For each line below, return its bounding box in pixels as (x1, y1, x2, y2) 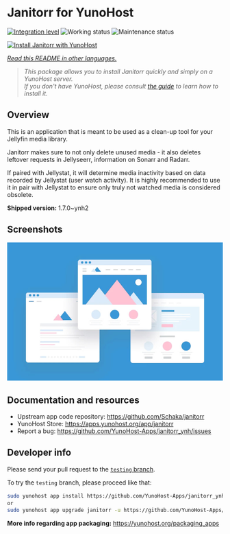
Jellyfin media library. (7, 135, 68, 143)
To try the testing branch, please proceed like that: (7, 478, 152, 487)
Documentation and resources (7, 394, 140, 406)
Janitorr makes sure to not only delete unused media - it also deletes (7, 148, 201, 156)
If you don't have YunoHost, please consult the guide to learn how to (23, 82, 219, 90)
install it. (23, 89, 48, 97)
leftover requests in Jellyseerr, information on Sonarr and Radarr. (7, 155, 190, 163)
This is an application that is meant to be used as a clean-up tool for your (7, 127, 214, 135)
